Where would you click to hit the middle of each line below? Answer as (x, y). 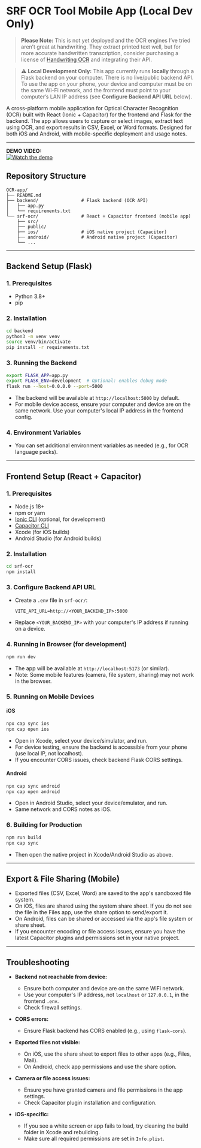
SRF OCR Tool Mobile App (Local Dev (100, 11)
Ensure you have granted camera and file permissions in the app (103, 1090)
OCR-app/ (17, 190)
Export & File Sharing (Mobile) (63, 879)
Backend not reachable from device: (61, 977)
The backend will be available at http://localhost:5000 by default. (97, 398)
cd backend (20, 331)
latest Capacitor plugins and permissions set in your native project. (97, 938)
